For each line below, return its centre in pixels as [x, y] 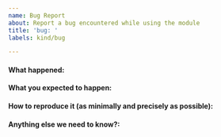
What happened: [36, 70]
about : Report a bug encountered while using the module [104, 23]
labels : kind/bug [37, 38]
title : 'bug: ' [33, 30]
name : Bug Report [37, 15]
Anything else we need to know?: [64, 124]
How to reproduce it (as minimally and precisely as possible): [111, 106]
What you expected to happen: [60, 88]
